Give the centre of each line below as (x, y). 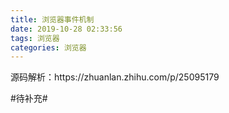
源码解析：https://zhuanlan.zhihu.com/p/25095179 (115, 77)
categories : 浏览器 (48, 47)
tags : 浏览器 (35, 38)
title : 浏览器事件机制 (52, 19)
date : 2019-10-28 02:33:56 (66, 29)
